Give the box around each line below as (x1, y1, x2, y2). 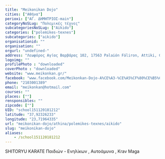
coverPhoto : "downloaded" (5, 67, 60, 72)
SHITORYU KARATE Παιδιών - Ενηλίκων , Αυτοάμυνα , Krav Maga (5, 148, 140, 155)
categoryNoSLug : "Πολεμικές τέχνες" (5, 21, 80, 26)
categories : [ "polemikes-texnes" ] (5, 30, 76, 35)
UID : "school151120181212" (5, 107, 60, 113)
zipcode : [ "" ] (5, 103, 34, 108)
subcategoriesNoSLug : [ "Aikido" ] (5, 26, 74, 30)
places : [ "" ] (5, 94, 32, 99)
